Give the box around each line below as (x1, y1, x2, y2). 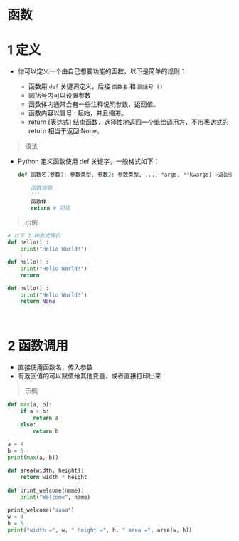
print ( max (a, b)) (7, 454, 59, 461)
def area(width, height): (7, 467, 84, 475)
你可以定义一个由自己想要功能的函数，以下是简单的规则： (17, 67, 186, 76)
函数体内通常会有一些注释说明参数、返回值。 (28, 100, 160, 108)
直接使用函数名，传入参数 (17, 363, 93, 371)
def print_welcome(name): (7, 487, 84, 494)
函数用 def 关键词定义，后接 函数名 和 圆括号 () (28, 82, 164, 91)
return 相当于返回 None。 (28, 127, 103, 135)
